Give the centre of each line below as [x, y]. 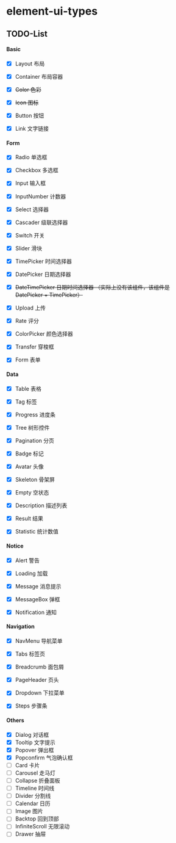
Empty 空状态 [32, 493]
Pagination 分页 [35, 440]
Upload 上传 [30, 308]
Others [15, 720]
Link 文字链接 [32, 129]
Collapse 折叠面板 [38, 780]
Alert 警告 [27, 560]
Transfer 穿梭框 [34, 347]
